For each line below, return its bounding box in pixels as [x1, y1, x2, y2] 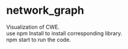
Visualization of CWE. [6, 23, 60, 30]
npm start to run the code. [6, 36, 71, 43]
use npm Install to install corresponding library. [6, 29, 123, 36]
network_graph [6, 4, 84, 17]
